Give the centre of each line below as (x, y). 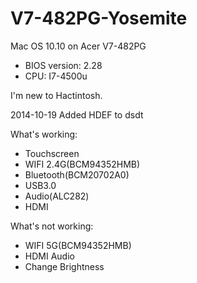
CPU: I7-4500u (56, 76)
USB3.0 (40, 185)
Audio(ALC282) (57, 196)
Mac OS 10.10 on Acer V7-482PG (78, 46)
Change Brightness (64, 266)
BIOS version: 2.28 (63, 65)
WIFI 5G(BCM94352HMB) (78, 245)
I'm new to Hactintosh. (56, 95)
